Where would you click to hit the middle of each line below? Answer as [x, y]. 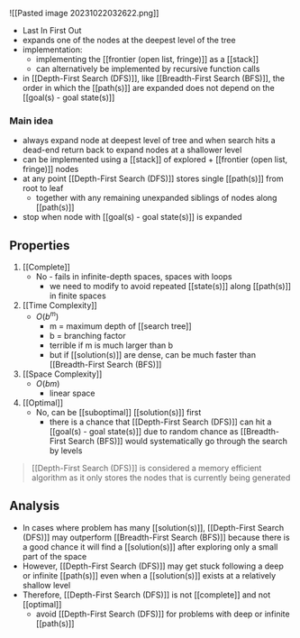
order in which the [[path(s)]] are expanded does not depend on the [148, 88]
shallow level [46, 585]
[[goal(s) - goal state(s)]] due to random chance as [144, 431]
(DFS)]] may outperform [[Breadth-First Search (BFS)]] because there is [156, 537]
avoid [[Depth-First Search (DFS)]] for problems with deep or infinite [163, 614]
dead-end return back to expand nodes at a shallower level [132, 150]
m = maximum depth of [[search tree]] [120, 326]
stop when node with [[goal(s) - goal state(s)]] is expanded [132, 217]
